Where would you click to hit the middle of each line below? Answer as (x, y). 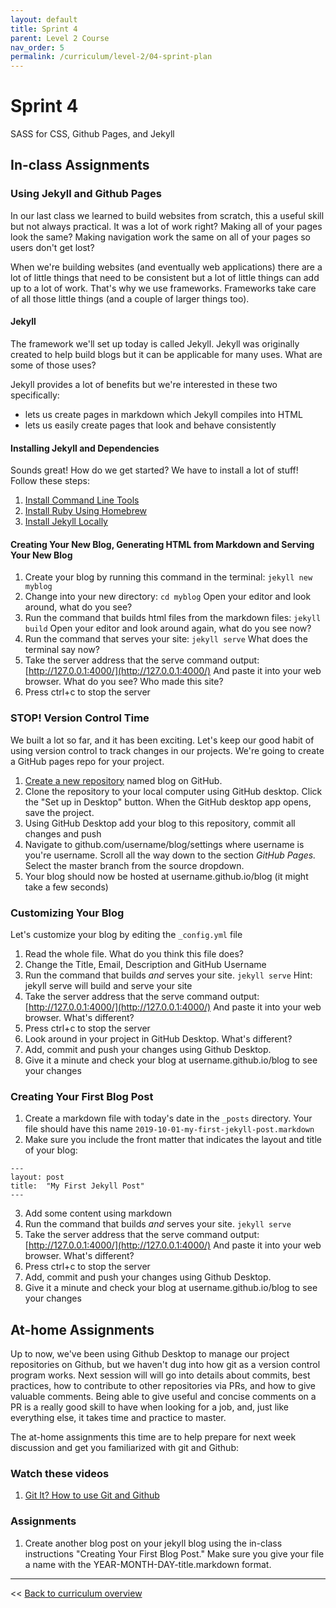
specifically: (35, 395)
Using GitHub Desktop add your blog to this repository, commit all (160, 823)
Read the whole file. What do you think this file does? (134, 953)
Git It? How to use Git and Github (92, 1495)
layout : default (44, 19)
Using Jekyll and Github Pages (86, 194)
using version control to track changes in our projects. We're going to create (167, 750)
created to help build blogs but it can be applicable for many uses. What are (166, 354)
